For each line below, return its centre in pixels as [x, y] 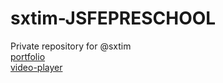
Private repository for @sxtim [71, 46]
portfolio [28, 56]
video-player [36, 67]
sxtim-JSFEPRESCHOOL [113, 18]
